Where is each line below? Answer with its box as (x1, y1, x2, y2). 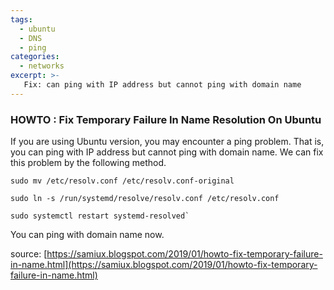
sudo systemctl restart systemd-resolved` (10, 211, 190, 221)
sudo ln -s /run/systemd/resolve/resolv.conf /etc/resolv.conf (10, 194, 280, 204)
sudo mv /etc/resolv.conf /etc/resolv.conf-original (10, 176, 235, 186)
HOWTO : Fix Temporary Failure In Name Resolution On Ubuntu (10, 112, 322, 126)
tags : (10, 14, 33, 25)
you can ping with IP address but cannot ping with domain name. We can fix (10, 146, 324, 158)
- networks (19, 61, 65, 71)
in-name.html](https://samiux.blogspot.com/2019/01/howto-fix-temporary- (10, 259, 318, 271)
